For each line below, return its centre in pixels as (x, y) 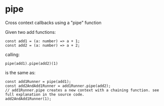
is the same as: (20, 73)
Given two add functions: (30, 32)
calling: (13, 54)
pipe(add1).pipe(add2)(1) (31, 63)
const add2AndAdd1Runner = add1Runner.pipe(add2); (58, 86)
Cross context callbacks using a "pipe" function (53, 23)
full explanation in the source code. (45, 94)
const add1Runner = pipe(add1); (38, 81)
